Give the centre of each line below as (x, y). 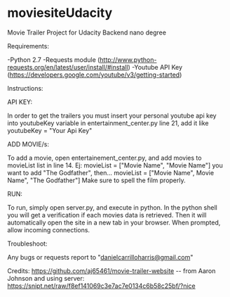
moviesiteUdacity (60, 13)
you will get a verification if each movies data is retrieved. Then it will (107, 215)
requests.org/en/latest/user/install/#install (68, 67)
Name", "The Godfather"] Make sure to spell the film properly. (96, 180)
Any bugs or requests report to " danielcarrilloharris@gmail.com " (100, 257)
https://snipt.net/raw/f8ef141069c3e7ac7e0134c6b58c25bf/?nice (101, 286)
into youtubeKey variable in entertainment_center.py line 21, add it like (108, 123)
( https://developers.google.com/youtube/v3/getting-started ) (95, 75)
